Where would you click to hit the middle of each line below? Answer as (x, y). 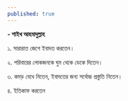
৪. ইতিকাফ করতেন (26, 90)
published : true (31, 14)
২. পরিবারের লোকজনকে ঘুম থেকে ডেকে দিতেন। (55, 62)
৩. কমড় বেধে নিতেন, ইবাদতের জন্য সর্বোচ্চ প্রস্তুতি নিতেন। (65, 76)
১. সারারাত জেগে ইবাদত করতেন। (41, 48)
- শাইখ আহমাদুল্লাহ (26, 34)
